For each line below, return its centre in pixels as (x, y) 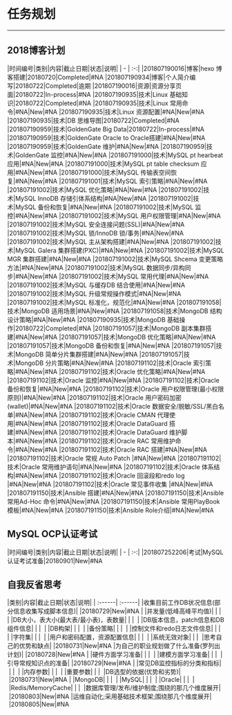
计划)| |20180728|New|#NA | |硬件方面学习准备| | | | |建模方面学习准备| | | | (115, 655)
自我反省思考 (35, 584)
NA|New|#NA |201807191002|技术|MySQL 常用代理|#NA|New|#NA (114, 276)
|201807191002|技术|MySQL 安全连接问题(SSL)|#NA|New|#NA (96, 224)
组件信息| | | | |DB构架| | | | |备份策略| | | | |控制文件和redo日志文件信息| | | (114, 628)
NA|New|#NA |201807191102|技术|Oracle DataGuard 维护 (100, 432)
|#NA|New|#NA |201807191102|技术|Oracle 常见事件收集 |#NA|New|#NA (110, 484)
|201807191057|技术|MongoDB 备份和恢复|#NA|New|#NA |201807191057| (112, 345)
